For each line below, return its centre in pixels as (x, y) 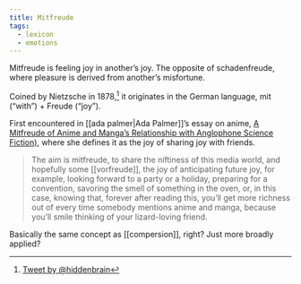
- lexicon (35, 34)
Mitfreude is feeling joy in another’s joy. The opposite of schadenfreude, (142, 68)
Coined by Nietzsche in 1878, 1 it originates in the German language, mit (140, 95)
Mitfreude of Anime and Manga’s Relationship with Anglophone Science (142, 133)
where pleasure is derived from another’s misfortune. (107, 78)
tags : (19, 26)
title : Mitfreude (42, 17)
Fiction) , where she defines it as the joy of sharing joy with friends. (132, 142)
